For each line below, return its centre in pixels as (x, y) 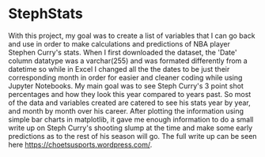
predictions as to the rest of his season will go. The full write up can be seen (132, 136)
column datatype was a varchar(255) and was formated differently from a (128, 61)
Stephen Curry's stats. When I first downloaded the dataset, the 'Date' (123, 52)
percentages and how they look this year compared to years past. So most (130, 94)
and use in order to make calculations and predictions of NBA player (119, 43)
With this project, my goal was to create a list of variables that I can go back (132, 36)
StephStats (45, 14)
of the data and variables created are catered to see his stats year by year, (129, 103)
